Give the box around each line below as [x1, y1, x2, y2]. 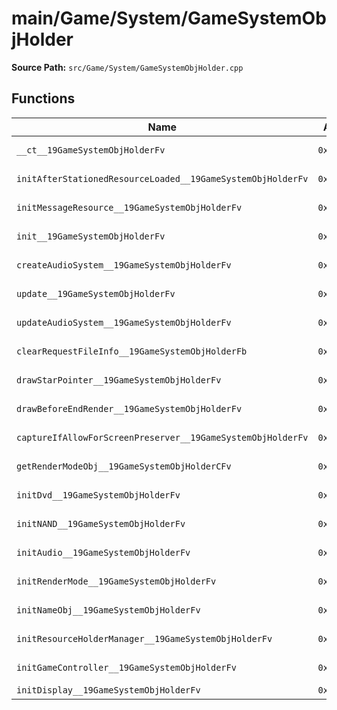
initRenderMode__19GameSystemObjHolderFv [16, 575, 217, 587]
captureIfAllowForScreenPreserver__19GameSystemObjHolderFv [16, 432, 309, 443]
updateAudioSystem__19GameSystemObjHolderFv [16, 317, 232, 328]
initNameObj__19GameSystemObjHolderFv [16, 604, 201, 616]
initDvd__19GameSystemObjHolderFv [16, 489, 181, 501]
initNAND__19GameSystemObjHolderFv [16, 518, 186, 529]
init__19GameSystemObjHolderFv [16, 230, 166, 242]
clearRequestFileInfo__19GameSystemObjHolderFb [16, 345, 248, 357]
